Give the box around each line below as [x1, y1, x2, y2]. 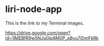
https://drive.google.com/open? [5, 29, 71, 35]
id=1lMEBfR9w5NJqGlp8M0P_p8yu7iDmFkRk [5, 35, 99, 41]
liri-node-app [5, 3, 62, 15]
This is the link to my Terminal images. [5, 20, 84, 26]
